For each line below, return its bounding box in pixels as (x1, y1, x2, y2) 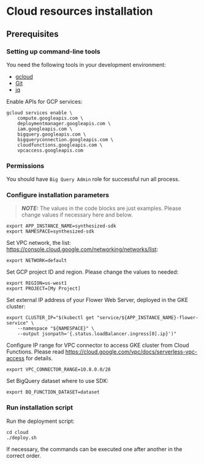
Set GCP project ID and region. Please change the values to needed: (6, 268, 179, 276)
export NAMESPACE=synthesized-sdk (6, 228, 95, 234)
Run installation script (6, 403, 74, 412)
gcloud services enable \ (6, 109, 72, 116)
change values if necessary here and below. (21, 211, 133, 218)
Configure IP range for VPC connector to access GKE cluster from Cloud (6, 342, 189, 349)
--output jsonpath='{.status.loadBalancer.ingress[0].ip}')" (17, 331, 176, 337)
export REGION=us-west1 (6, 280, 67, 287)
